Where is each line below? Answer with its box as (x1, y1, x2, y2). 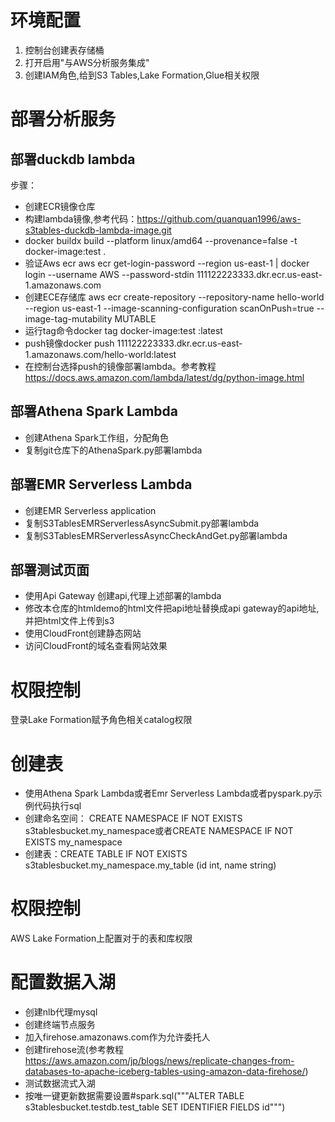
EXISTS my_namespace (24, 836, 123, 848)
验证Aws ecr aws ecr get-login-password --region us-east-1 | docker (24, 257, 310, 269)
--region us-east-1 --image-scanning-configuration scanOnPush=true (24, 302, 315, 314)
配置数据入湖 (10, 971, 117, 994)
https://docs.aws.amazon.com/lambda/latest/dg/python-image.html (24, 371, 305, 383)
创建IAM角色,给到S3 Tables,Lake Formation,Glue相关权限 (24, 69, 260, 81)
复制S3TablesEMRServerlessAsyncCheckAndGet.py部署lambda (24, 529, 288, 541)
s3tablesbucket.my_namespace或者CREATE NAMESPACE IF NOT (24, 825, 294, 837)
